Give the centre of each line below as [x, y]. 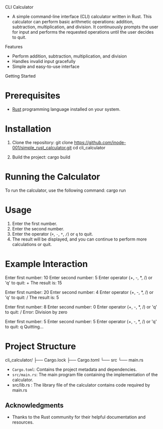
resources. [23, 422]
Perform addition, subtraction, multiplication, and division [70, 56]
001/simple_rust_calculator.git [42, 147]
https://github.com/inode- [100, 142]
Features [14, 47]
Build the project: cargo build [41, 157]
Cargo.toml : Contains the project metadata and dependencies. [74, 369]
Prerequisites [33, 96]
